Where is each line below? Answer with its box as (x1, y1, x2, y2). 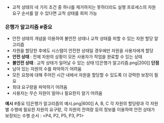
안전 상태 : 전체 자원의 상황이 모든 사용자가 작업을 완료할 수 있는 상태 (12, 54, 142, 60)
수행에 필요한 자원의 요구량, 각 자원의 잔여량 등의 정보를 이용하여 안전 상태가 (10, 106, 155, 113)
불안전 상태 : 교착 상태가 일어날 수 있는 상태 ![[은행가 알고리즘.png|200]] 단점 (12, 60, 160, 66)
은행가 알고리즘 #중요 (5, 23, 52, 30)
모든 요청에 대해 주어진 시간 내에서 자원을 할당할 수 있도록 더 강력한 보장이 (12, 72, 153, 78)
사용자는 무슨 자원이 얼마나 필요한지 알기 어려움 (12, 90, 103, 96)
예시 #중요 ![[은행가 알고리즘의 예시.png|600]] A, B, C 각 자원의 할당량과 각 (5, 101, 149, 106)
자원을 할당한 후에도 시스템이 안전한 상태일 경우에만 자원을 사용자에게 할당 (12, 48, 154, 53)
